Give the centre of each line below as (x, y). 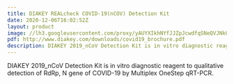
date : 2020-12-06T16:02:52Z (48, 20)
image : (17, 33)
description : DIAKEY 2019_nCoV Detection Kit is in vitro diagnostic (110, 46)
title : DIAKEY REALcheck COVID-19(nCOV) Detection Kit (88, 14)
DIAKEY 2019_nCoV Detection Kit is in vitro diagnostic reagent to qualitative (116, 66)
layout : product (31, 26)
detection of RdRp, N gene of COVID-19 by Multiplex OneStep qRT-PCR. (110, 73)
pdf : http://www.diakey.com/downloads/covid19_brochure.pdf (96, 40)
